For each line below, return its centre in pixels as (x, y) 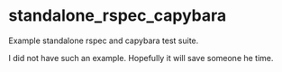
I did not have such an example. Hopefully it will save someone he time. (141, 58)
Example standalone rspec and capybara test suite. (104, 40)
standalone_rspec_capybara (118, 16)
